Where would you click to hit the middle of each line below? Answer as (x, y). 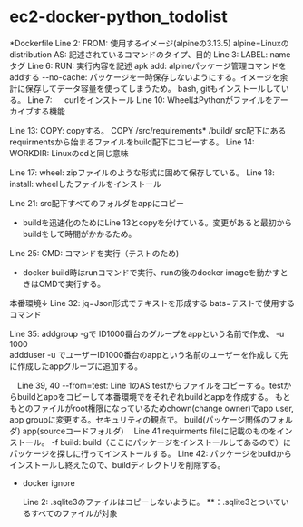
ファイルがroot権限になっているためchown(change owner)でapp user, (164, 408)
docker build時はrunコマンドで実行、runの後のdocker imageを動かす (151, 272)
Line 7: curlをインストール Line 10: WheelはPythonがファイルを (150, 99)
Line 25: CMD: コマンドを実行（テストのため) (94, 253)
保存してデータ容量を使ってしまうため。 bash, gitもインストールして (153, 88)
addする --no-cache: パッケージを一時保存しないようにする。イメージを (145, 77)
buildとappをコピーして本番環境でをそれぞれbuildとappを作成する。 (145, 396)
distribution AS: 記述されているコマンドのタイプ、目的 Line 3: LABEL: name (150, 54)
